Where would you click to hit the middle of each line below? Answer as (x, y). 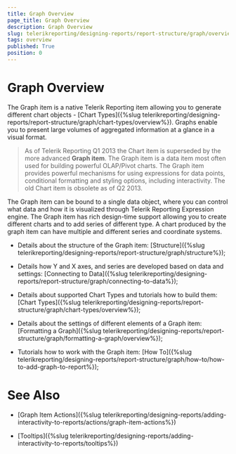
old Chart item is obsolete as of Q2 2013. (83, 188)
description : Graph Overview (50, 27)
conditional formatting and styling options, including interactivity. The (125, 181)
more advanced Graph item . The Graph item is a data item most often (125, 158)
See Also (34, 395)
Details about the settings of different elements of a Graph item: (110, 323)
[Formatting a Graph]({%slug (59, 330)
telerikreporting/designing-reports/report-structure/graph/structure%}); (122, 252)
